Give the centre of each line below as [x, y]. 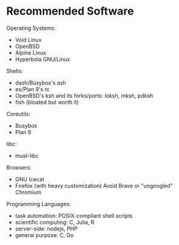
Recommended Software [70, 11]
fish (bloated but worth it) [47, 102]
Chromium [28, 192]
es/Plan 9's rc [32, 89]
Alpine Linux [31, 52]
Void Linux [28, 40]
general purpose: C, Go [44, 235]
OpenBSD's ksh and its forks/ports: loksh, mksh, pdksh [84, 95]
